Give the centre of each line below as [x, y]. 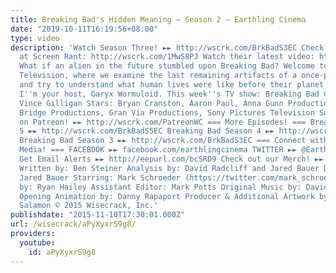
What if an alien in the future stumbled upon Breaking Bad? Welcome [167, 66]
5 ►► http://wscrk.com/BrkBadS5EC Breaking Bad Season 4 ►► [147, 131]
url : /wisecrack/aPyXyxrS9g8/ [73, 224]
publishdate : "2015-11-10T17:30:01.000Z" [98, 215]
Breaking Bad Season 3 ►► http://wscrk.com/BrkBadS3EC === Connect [163, 141]
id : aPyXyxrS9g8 [62, 252]
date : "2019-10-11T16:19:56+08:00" [84, 29]
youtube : [37, 242]
